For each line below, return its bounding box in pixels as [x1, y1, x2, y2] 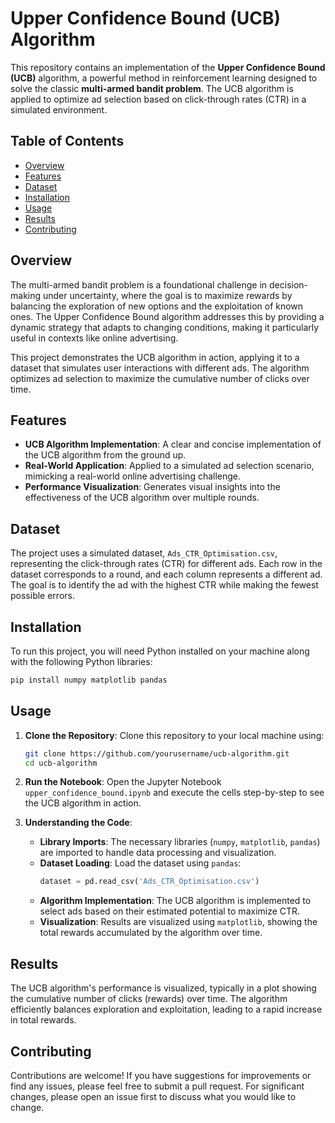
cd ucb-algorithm [24, 758, 98, 768]
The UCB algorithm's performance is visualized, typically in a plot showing [10, 982, 317, 994]
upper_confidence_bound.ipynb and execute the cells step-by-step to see [24, 787, 325, 799]
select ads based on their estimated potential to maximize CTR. [39, 905, 301, 917]
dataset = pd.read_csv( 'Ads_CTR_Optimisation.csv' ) [39, 877, 260, 887]
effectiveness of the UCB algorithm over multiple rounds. [24, 492, 260, 504]
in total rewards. [10, 1014, 77, 1026]
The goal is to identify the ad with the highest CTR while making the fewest [10, 579, 319, 591]
